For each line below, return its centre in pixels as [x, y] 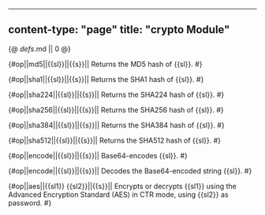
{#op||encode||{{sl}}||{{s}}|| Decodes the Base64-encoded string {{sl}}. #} [130, 171]
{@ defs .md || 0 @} [39, 49]
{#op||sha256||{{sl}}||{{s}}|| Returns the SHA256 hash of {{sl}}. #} [116, 109]
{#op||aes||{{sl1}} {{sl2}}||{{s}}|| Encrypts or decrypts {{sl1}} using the [122, 186]
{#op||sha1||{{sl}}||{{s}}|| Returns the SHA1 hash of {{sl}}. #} [106, 79]
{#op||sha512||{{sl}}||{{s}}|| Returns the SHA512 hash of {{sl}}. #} [115, 140]
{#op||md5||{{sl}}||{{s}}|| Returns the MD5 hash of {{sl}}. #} [105, 64]
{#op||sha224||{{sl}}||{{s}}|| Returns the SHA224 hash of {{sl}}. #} [116, 95]
